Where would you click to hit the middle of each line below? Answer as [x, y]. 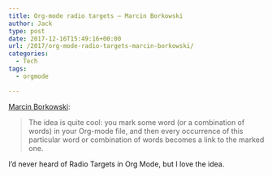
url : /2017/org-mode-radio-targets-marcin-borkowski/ [101, 46]
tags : [17, 69]
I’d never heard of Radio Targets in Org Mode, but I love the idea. [117, 164]
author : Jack [30, 24]
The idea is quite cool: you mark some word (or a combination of [136, 122]
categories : [28, 54]
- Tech [27, 62]
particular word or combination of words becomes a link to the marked [146, 140]
